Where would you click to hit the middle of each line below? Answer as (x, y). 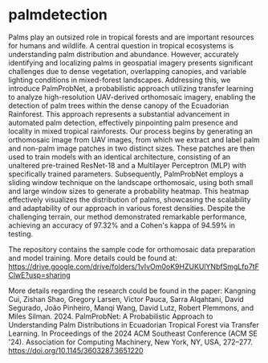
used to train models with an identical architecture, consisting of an (120, 157)
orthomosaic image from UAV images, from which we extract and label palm (134, 139)
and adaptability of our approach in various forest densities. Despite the (127, 208)
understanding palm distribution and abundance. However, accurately (124, 54)
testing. (21, 233)
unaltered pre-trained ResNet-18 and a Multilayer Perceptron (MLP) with (128, 165)
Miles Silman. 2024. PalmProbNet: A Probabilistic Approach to (111, 316)
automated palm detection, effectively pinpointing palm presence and (123, 122)
